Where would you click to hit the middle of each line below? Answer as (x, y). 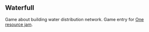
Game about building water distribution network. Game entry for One (74, 19)
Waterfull (20, 8)
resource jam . (19, 24)
